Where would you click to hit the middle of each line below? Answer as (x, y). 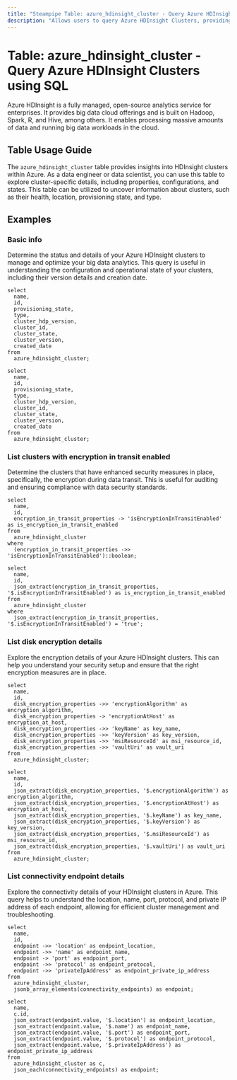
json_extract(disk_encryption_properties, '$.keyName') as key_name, (118, 815)
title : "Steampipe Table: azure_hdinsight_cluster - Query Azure (105, 14)
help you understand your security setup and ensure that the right (103, 665)
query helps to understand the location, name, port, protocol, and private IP (117, 899)
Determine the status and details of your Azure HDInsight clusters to (107, 255)
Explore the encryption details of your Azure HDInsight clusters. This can (113, 657)
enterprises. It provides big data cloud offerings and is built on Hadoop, (111, 113)
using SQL (38, 85)
